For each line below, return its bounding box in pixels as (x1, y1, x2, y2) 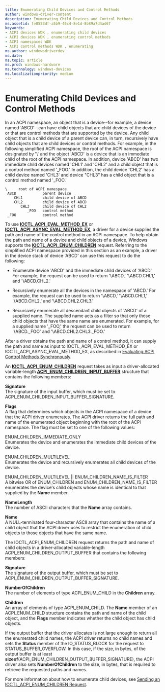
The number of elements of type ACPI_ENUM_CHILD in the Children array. (5, 590, 156, 596)
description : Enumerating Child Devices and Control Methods (5, 16, 133, 21)
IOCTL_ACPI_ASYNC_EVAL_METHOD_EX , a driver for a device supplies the (5, 226, 160, 232)
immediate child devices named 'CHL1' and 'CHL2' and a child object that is (5, 161, 158, 167)
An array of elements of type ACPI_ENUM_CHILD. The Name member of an (5, 605, 157, 611)
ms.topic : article (5, 58, 43, 63)
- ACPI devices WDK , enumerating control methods (5, 35, 111, 40)
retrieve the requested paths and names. (5, 666, 87, 672)
